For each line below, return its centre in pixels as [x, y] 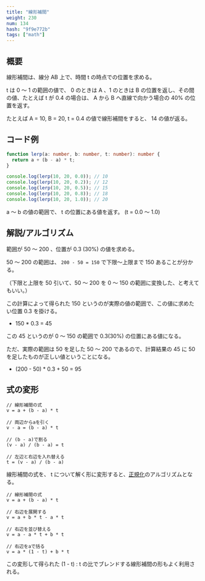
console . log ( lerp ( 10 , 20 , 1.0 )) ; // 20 [57, 199]
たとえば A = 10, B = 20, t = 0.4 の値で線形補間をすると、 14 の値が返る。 [99, 118]
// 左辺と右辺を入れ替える [35, 457]
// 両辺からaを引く [28, 423]
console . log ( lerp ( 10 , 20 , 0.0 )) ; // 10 [57, 177]
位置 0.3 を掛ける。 [36, 311]
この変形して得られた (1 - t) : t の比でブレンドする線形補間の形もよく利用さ [101, 564]
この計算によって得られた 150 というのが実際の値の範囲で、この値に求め [98, 303]
